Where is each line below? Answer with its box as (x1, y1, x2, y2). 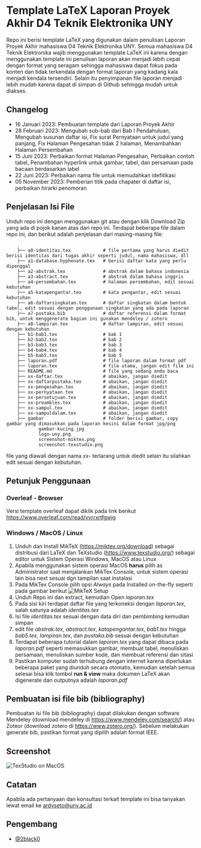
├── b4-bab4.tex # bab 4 (17, 347, 122, 353)
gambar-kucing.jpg (38, 426, 85, 432)
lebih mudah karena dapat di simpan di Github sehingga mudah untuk (6, 80, 178, 88)
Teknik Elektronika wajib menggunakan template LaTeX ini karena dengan (6, 49, 188, 56)
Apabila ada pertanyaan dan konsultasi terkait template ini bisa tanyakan (6, 795, 185, 802)
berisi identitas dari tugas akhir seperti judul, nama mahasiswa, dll (6, 253, 189, 259)
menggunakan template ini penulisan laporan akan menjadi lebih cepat (6, 55, 181, 62)
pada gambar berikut (14, 587, 67, 594)
